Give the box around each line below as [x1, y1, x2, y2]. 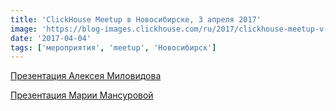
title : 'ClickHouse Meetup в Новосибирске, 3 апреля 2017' [10, 14, 262, 25]
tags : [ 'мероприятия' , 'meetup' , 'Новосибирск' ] [10, 42, 217, 53]
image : [10, 24, 38, 34]
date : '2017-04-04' [10, 33, 92, 43]
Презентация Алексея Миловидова [10, 70, 162, 82]
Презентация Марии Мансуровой [10, 89, 154, 101]
